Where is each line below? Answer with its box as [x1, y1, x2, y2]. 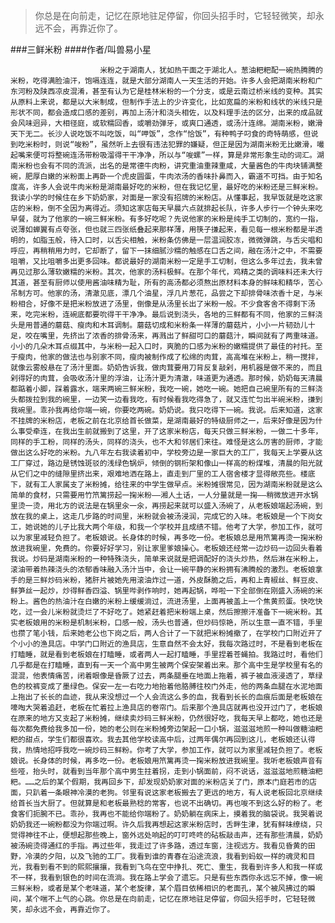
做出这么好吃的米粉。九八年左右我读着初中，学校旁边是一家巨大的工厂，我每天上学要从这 [10, 448, 323, 458]
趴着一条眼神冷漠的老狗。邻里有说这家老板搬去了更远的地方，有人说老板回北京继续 [32, 788, 323, 798]
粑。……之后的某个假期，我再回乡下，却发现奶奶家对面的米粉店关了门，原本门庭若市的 [10, 777, 310, 787]
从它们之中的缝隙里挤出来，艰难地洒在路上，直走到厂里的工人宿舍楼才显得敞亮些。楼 [10, 469, 308, 479]
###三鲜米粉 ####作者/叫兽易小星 [10, 44, 152, 55]
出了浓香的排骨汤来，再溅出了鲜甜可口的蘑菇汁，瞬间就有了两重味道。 [77, 331, 323, 341]
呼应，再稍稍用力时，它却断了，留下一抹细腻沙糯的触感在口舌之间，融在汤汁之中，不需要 [10, 246, 323, 256]
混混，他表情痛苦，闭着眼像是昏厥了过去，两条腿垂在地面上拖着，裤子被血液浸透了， [10, 671, 308, 681]
